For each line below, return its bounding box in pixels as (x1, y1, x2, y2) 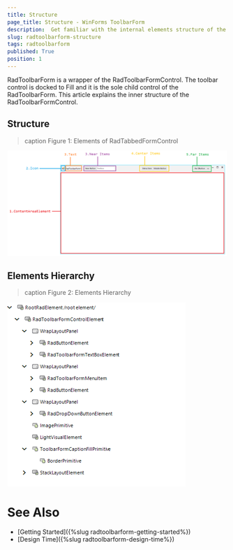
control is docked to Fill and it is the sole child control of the (7, 82, 179, 91)
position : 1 (7, 56, 42, 63)
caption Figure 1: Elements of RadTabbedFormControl (24, 136, 179, 145)
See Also (7, 505, 60, 521)
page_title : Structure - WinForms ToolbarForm (7, 18, 145, 26)
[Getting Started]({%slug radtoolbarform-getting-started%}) (17, 528, 191, 536)
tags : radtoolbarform (7, 41, 70, 48)
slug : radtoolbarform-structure (7, 34, 101, 41)
